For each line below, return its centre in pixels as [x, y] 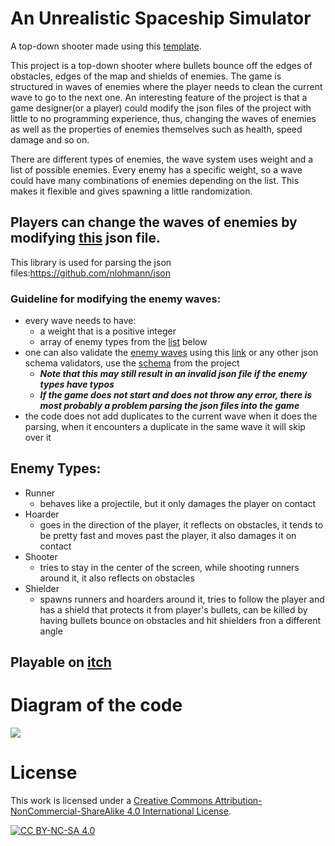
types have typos [77, 384]
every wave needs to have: [80, 321]
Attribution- [238, 801]
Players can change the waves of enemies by [154, 222]
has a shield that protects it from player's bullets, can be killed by [173, 609]
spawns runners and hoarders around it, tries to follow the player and [182, 599]
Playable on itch [61, 662]
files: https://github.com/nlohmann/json [90, 273]
